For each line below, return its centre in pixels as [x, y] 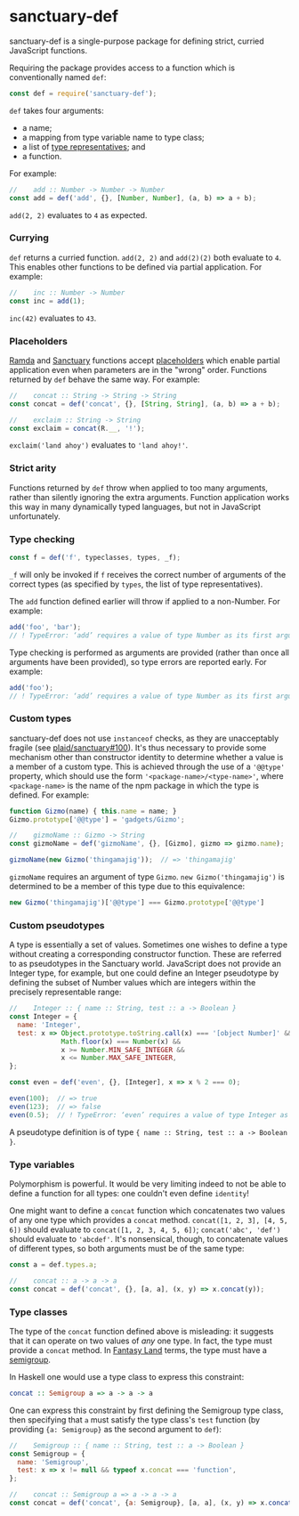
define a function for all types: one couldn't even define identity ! [129, 1194]
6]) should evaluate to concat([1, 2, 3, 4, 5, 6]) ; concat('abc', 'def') [145, 1229]
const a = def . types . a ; [53, 1265]
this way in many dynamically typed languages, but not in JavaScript [135, 507]
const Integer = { [43, 1017]
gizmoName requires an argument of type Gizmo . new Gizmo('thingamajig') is [147, 877]
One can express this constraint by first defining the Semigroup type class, [146, 1410]
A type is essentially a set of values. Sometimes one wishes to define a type [148, 944]
